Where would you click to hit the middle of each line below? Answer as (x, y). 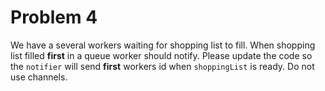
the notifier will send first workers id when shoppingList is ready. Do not (162, 66)
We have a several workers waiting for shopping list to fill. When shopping (163, 45)
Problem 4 (54, 17)
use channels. (39, 77)
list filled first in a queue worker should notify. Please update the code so (161, 55)
